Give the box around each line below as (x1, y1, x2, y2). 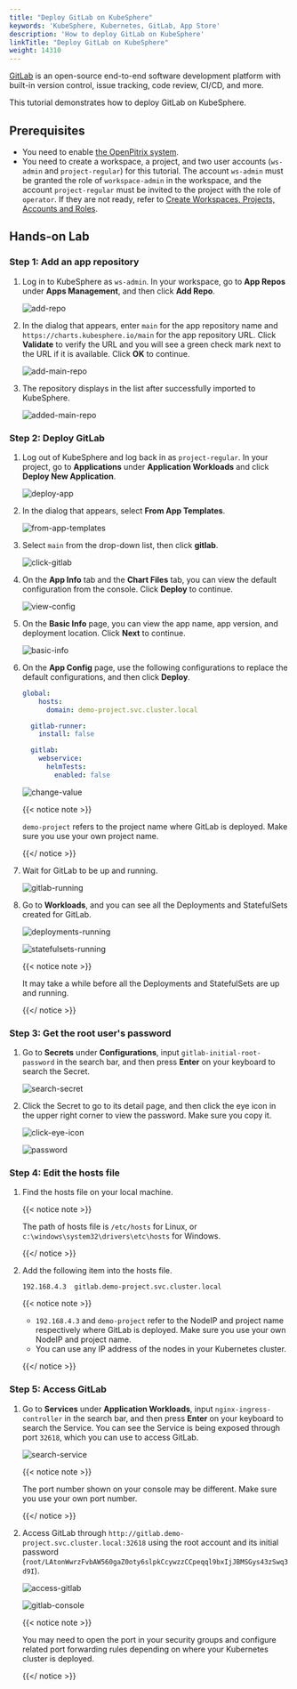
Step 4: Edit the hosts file (9, 1167, 120, 1179)
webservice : (38, 754, 83, 764)
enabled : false (54, 771, 111, 780)
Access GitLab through (21, 1527, 107, 1538)
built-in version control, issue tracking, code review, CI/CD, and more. (9, 80, 264, 91)
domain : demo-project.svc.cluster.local (45, 705, 198, 715)
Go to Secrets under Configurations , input (21, 1047, 180, 1058)
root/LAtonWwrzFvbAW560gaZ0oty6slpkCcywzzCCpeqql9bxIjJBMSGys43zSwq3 (25, 1557, 289, 1566)
